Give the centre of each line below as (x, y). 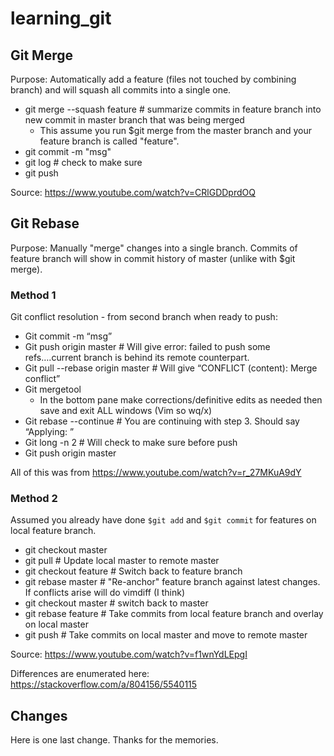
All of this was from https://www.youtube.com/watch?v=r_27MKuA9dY (156, 473)
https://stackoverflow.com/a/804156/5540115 (104, 684)
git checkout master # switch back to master (116, 603)
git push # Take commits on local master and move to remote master (166, 635)
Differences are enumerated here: (80, 674)
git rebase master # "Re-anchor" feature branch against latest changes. (172, 582)
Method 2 (34, 499)
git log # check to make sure (83, 162)
